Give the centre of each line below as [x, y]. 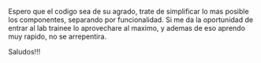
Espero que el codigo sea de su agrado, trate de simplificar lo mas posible [129, 11]
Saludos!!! [24, 52]
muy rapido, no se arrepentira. [58, 36]
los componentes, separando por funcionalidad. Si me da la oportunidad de [131, 20]
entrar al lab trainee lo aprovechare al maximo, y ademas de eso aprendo [127, 28]
